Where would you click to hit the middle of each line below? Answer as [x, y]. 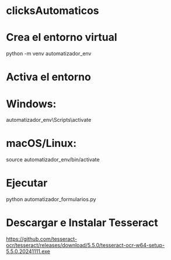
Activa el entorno [49, 77]
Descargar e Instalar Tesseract [82, 223]
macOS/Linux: [41, 143]
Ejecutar [27, 183]
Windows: [31, 104]
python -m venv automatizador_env [49, 54]
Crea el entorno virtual [62, 38]
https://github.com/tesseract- [42, 239]
